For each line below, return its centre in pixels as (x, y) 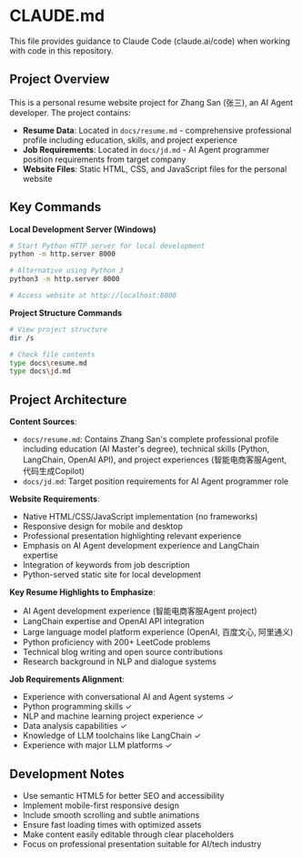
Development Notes (67, 774)
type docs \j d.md (40, 371)
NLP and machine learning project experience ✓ (113, 716)
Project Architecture (68, 400)
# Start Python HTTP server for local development (107, 246)
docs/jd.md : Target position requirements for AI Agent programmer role (156, 481)
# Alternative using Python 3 (67, 271)
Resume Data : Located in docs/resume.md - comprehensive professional (157, 130)
